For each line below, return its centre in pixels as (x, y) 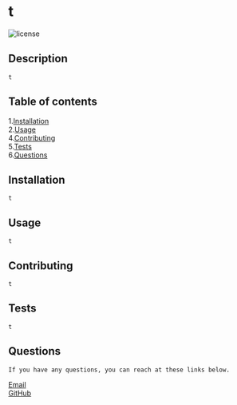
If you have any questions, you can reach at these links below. (119, 370)
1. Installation (29, 121)
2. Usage (22, 129)
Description (38, 59)
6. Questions (28, 155)
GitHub (20, 393)
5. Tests (20, 146)
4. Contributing (32, 137)
